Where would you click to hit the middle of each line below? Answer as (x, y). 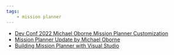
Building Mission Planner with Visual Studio (67, 45)
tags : (13, 11)
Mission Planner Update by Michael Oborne (67, 39)
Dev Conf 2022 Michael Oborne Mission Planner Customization (91, 33)
